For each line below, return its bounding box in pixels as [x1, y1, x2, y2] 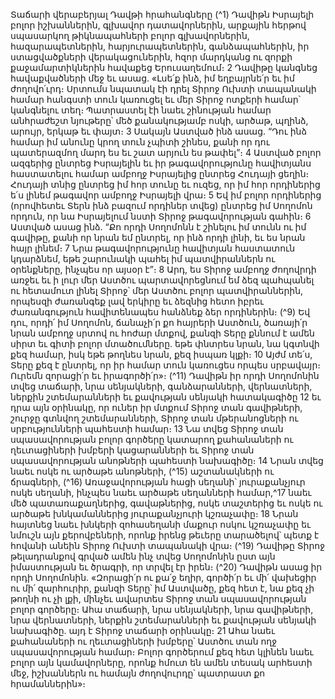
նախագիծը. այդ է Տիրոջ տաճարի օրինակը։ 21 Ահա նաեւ [10, 625, 275, 636]
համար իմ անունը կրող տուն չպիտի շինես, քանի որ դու [10, 136, 270, 148]
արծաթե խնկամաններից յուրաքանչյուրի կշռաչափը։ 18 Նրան [10, 508, 299, 519]
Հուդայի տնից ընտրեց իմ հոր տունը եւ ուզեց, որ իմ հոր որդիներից [10, 179, 321, 190]
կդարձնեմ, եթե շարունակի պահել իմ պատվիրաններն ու [10, 253, 276, 264]
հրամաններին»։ [10, 678, 87, 689]
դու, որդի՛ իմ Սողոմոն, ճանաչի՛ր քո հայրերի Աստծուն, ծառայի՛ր [10, 317, 308, 328]
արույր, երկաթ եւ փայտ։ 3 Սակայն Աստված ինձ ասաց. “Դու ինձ [10, 125, 307, 137]
